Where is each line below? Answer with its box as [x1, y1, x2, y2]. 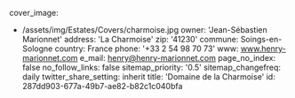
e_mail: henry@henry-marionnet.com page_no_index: [79, 53, 276, 63]
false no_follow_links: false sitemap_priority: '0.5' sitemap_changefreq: [21, 62, 282, 72]
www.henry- [240, 43, 286, 54]
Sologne [21, 43, 53, 54]
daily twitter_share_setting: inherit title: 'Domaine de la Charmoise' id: [21, 72, 275, 82]
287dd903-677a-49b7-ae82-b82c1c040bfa [21, 81, 183, 91]
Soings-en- [240, 34, 283, 44]
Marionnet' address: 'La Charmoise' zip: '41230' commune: [21, 34, 239, 44]
